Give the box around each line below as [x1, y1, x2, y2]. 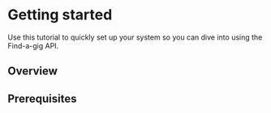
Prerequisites [7, 91, 77, 106]
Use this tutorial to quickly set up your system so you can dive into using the [7, 32, 263, 42]
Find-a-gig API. [7, 40, 59, 50]
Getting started [7, 6, 113, 24]
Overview [7, 65, 58, 78]
